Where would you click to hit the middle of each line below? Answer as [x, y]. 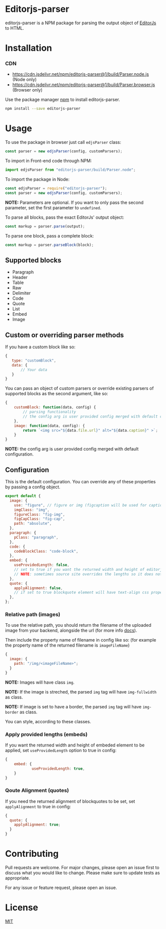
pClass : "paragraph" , [36, 537]
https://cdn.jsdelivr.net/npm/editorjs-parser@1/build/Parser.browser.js [83, 85]
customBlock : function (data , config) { [55, 407]
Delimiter [21, 293]
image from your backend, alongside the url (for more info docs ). [71, 630]
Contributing [32, 854]
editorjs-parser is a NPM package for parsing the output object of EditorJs [81, 23]
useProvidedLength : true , [58, 768]
